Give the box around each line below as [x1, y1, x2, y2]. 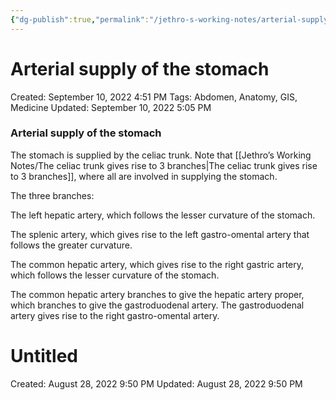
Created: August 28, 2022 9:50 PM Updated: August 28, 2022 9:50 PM [10, 377, 303, 390]
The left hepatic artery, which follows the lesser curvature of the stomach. [10, 209, 316, 221]
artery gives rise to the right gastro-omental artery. [10, 309, 220, 321]
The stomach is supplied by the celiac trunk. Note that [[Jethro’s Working [10, 149, 312, 161]
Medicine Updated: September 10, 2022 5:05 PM [10, 101, 212, 113]
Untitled [10, 345, 79, 368]
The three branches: [10, 189, 95, 201]
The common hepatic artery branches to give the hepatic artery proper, [10, 288, 305, 300]
